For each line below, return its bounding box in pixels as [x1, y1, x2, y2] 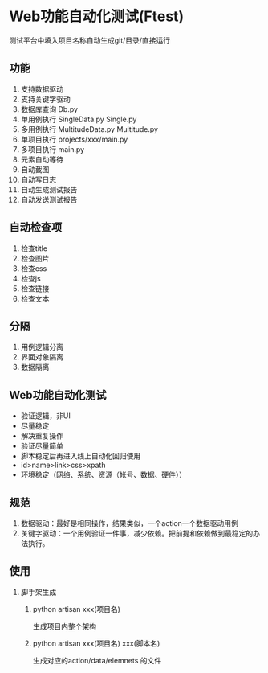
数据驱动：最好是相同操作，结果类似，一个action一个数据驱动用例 [20, 519, 239, 527]
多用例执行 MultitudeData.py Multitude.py [20, 124, 159, 133]
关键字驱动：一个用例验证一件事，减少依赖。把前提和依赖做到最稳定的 [20, 528, 254, 538]
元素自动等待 [20, 154, 63, 164]
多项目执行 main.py [20, 144, 85, 154]
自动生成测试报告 [20, 184, 78, 194]
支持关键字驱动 [20, 94, 71, 104]
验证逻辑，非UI [20, 411, 71, 421]
